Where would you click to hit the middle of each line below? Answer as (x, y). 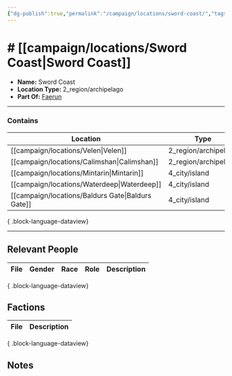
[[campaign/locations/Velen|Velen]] (69, 150)
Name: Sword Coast (46, 82)
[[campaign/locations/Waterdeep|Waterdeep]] (86, 184)
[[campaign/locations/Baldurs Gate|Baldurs (81, 195)
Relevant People (43, 250)
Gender (42, 269)
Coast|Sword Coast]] (69, 62)
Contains (23, 120)
